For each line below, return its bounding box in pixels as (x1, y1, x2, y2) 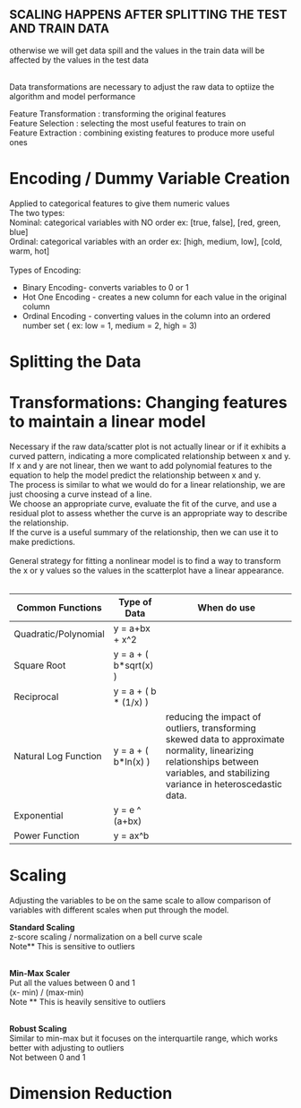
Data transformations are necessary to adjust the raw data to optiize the (9, 81, 275, 92)
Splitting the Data (9, 351, 142, 371)
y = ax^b (113, 829, 150, 842)
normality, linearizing (165, 744, 254, 757)
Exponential (13, 809, 64, 821)
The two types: (9, 207, 65, 218)
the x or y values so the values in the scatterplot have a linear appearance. (9, 565, 285, 576)
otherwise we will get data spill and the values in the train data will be (9, 45, 265, 56)
